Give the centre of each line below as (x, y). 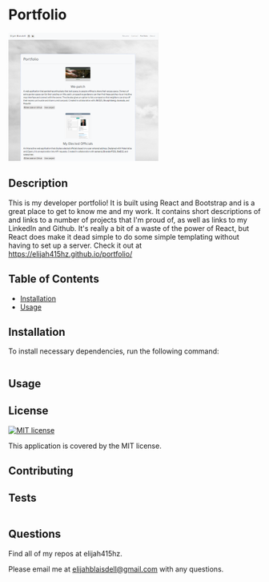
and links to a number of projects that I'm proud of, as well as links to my (128, 220)
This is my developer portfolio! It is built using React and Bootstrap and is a (132, 203)
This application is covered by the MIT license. (85, 446)
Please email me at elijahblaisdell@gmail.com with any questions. (116, 569)
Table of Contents (54, 279)
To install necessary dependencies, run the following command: (114, 351)
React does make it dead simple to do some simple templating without (124, 236)
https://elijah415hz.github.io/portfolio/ (70, 253)
